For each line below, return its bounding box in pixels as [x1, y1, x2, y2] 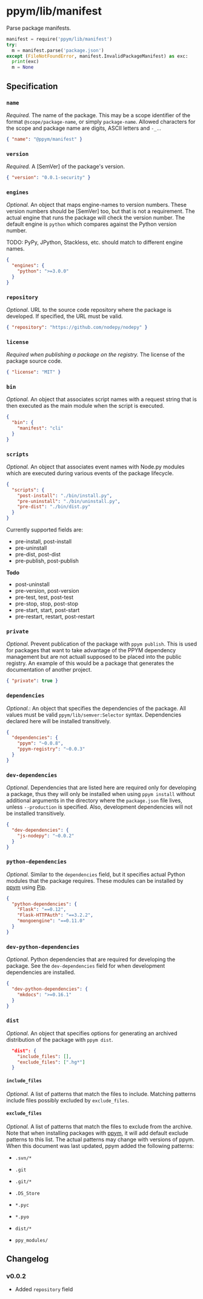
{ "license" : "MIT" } [6, 369, 61, 376]
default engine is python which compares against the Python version [6, 220, 177, 228]
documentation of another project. [6, 666, 92, 673]
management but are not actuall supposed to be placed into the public [6, 653, 182, 661]
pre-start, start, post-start [15, 607, 80, 614]
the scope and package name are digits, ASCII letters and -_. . [6, 124, 161, 132]
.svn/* [15, 1155, 32, 1161]
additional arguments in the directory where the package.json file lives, [6, 797, 183, 805]
